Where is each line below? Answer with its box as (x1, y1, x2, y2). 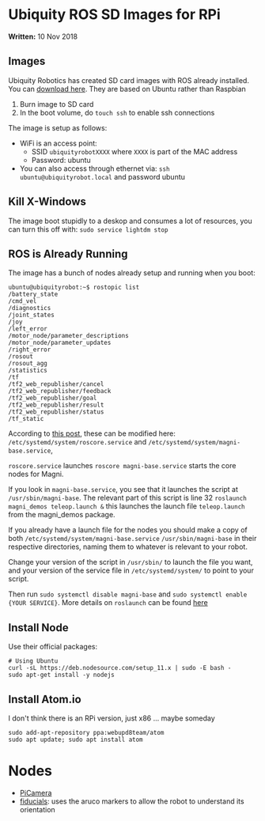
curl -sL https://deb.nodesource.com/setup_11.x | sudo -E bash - (8, 664, 232, 672)
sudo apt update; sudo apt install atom (8, 736, 144, 743)
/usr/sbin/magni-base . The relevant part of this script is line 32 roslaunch (8, 493, 247, 503)
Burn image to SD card (19, 99, 94, 108)
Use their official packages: (8, 642, 97, 652)
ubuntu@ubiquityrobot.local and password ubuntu (19, 172, 186, 181)
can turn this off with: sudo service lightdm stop (8, 224, 168, 234)
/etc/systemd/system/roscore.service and (8, 437, 147, 447)
